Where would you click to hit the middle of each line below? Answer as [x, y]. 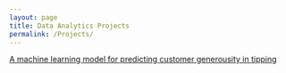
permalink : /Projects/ [51, 34]
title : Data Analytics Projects [69, 26]
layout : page [34, 17]
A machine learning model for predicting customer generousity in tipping [143, 60]
